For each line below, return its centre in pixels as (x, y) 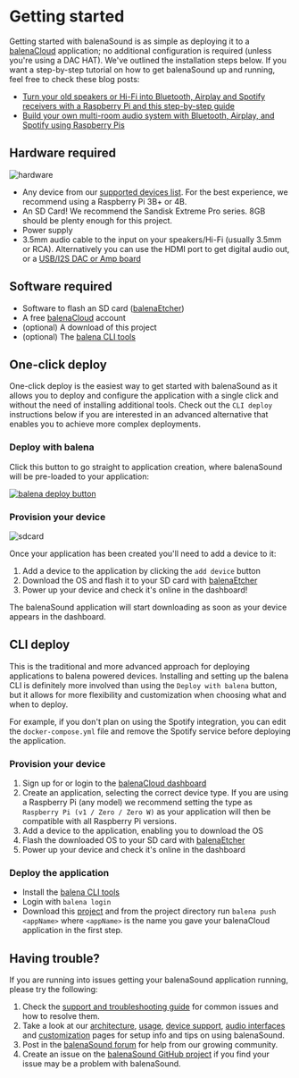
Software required (61, 286)
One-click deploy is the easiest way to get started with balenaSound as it (144, 386)
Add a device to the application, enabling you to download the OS (143, 831)
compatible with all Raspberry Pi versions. (99, 821)
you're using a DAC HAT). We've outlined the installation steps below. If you (148, 60)
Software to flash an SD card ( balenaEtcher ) (103, 308)
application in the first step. (72, 931)
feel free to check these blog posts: (75, 79)
